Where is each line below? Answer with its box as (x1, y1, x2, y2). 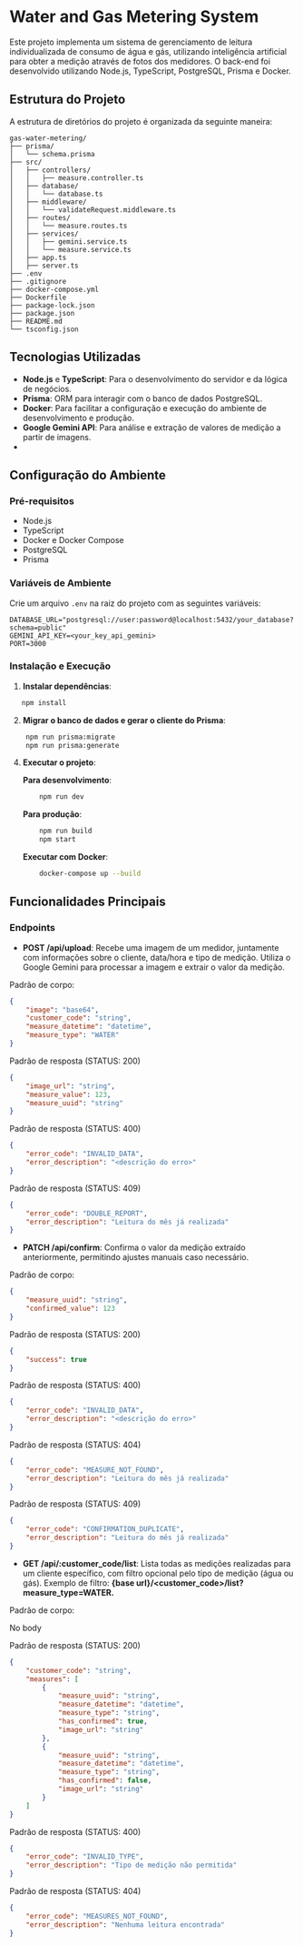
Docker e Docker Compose (22, 535, 124, 546)
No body (9, 1622, 43, 1633)
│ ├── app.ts (9, 253, 67, 262)
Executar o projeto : (22, 757, 97, 768)
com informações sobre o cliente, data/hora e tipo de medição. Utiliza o (22, 952, 291, 963)
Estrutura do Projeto (9, 92, 126, 107)
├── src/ (9, 157, 43, 166)
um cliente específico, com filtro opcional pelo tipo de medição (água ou (22, 1568, 294, 1578)
